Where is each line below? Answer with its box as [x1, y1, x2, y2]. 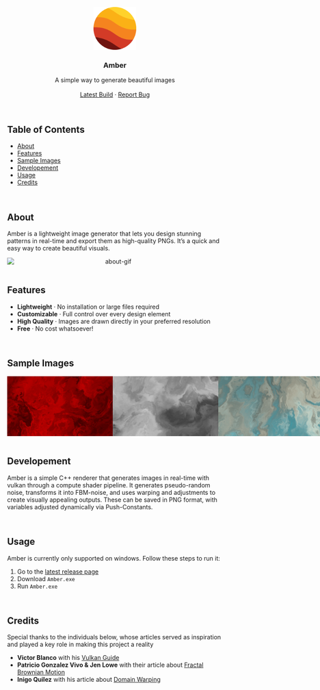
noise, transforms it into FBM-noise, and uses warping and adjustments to [7, 488, 216, 496]
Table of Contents [7, 123, 85, 136]
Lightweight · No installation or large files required [16, 303, 159, 311]
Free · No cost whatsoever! [16, 324, 94, 333]
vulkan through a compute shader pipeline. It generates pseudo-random [7, 481, 211, 489]
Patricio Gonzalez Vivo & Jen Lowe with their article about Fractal [16, 661, 204, 669]
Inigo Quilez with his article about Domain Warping [16, 676, 161, 684]
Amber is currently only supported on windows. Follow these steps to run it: [7, 554, 221, 562]
